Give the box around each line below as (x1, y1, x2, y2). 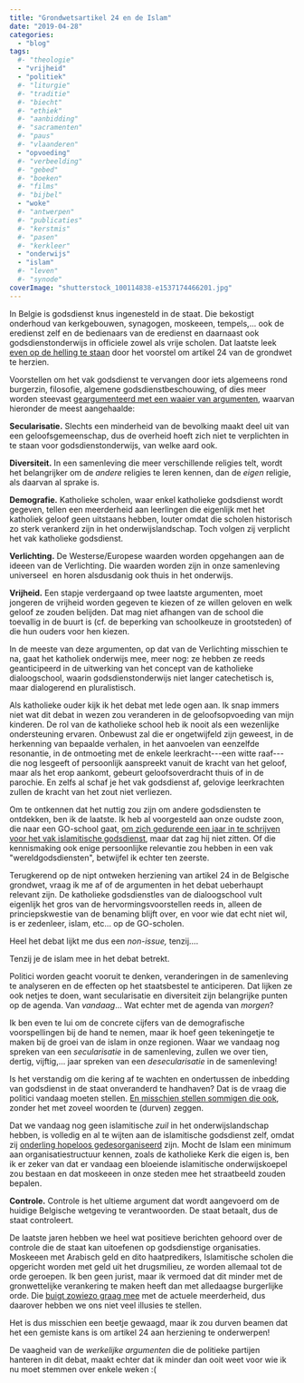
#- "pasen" (17, 232, 59, 241)
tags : (9, 47, 30, 56)
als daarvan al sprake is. (9, 476, 100, 487)
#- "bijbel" (17, 191, 63, 200)
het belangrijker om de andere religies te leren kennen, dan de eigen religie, (9, 466, 291, 477)
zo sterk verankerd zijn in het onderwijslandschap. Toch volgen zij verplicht (9, 523, 290, 534)
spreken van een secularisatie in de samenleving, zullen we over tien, (9, 1045, 269, 1057)
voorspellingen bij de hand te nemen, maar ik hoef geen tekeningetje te (9, 1026, 275, 1037)
